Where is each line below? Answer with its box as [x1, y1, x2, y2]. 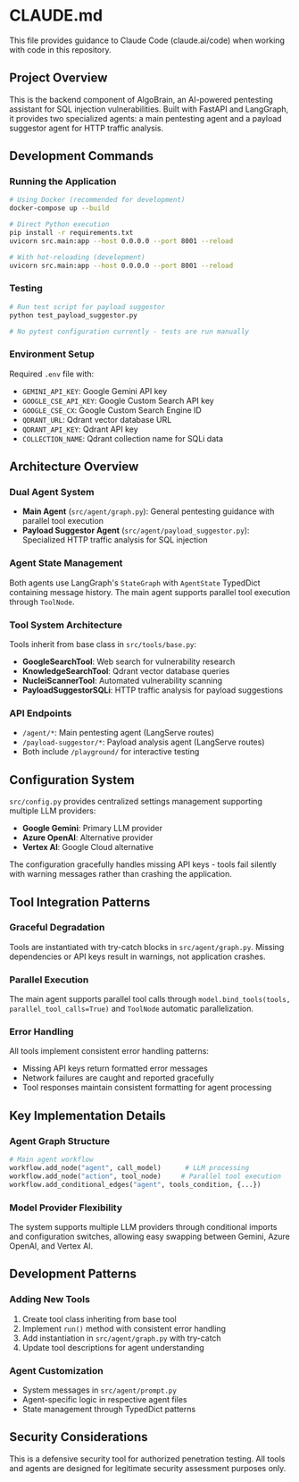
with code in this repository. [9, 44, 112, 55]
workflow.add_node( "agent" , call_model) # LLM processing [9, 1164, 250, 1173]
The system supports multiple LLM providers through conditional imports [9, 1221, 278, 1232]
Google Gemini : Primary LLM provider [21, 823, 163, 834]
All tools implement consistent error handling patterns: [9, 1046, 210, 1057]
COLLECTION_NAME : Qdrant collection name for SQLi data [21, 433, 224, 443]
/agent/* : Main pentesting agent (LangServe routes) [21, 728, 215, 738]
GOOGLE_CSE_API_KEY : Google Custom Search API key [21, 395, 214, 406]
